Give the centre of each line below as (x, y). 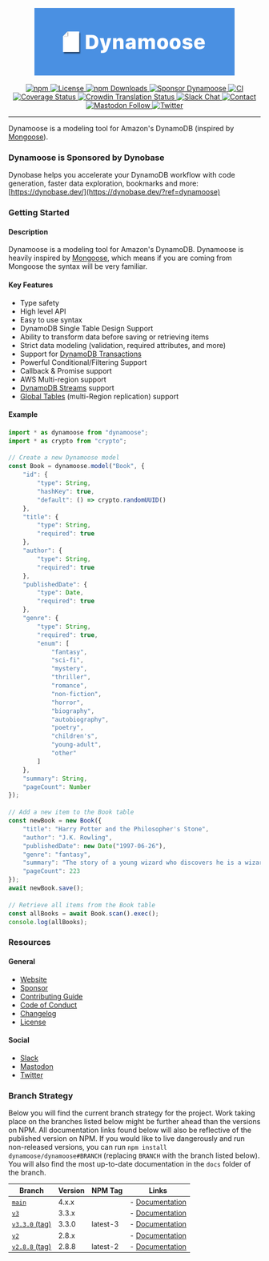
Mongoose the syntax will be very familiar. (78, 266)
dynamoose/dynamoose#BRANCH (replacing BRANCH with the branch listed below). (134, 1155)
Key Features (31, 285)
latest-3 (105, 1224)
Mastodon (36, 1066)
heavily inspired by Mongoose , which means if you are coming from (120, 258)
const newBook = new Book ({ (55, 821)
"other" (64, 753)
